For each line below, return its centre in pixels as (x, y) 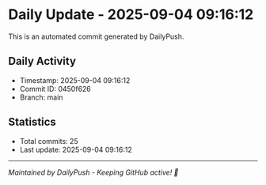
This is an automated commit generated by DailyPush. (96, 36)
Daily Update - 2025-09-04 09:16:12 (131, 15)
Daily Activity (42, 61)
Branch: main (41, 97)
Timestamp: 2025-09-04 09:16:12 (75, 80)
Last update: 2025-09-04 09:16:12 (76, 149)
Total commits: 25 (49, 141)
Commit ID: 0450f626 (55, 89)
